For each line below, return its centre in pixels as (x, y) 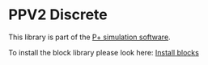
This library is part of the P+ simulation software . (90, 37)
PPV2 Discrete (58, 15)
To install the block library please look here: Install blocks (104, 52)
